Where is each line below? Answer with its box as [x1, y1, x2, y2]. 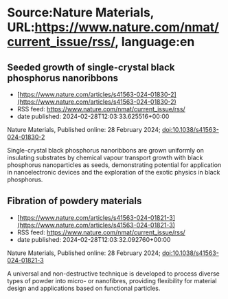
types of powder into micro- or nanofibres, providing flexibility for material [7, 276, 217, 285]
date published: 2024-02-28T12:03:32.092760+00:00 [16, 235, 171, 243]
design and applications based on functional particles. [7, 284, 161, 292]
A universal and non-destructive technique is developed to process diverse [7, 269, 220, 278]
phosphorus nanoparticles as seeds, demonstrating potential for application [7, 161, 222, 169]
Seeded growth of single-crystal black [7, 61, 175, 73]
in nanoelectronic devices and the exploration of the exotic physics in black [7, 168, 220, 176]
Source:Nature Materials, [7, 5, 155, 21]
